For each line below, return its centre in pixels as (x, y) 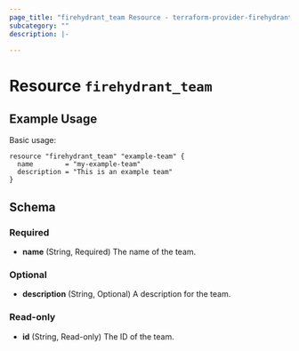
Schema (32, 207)
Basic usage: (33, 140)
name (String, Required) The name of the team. (109, 251)
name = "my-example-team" (79, 164)
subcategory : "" (39, 26)
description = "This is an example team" (95, 172)
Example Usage (53, 119)
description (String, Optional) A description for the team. (126, 294)
